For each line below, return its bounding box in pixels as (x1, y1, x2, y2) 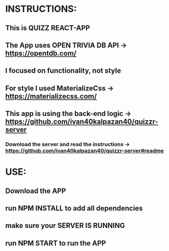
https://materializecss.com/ (5, 92, 97, 101)
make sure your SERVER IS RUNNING (5, 221, 125, 230)
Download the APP (5, 186, 67, 195)
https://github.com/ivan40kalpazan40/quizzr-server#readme (5, 147, 164, 155)
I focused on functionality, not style (5, 66, 121, 75)
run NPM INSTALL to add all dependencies (5, 204, 143, 213)
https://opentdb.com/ (5, 49, 77, 57)
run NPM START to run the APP (5, 239, 107, 247)
